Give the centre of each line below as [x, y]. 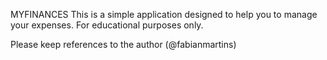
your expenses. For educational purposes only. [107, 25]
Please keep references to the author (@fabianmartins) [123, 44]
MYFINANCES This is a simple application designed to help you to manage [164, 14]
